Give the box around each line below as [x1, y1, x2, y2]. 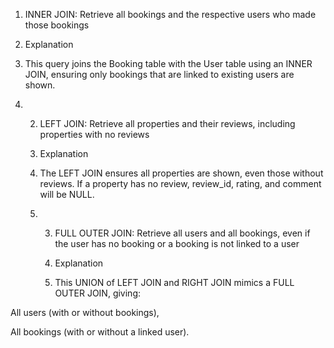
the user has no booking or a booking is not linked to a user [54, 238, 300, 249]
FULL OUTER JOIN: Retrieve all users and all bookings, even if [54, 227, 311, 239]
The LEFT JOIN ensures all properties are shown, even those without [39, 167, 324, 179]
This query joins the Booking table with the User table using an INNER [24, 58, 313, 69]
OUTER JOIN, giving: [54, 287, 142, 299]
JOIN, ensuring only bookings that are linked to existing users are [24, 69, 295, 80]
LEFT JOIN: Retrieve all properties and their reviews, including [39, 118, 296, 129]
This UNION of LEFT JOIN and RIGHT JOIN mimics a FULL [54, 277, 295, 288]
